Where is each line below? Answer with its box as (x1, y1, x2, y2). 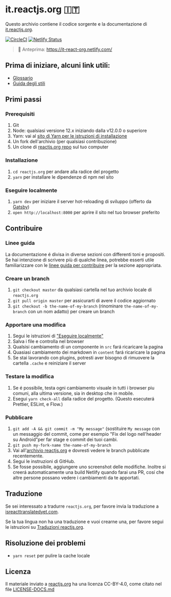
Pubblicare (5, 414, 33, 421)
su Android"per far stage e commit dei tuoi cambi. (12, 436, 118, 442)
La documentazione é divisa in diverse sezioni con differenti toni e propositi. (5, 251, 165, 257)
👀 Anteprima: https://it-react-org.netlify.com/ (17, 46, 112, 52)
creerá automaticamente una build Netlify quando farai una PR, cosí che (12, 469, 164, 475)
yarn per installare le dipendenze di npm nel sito (12, 174, 114, 180)
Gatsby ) (12, 204, 30, 210)
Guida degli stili (12, 80, 45, 86)
